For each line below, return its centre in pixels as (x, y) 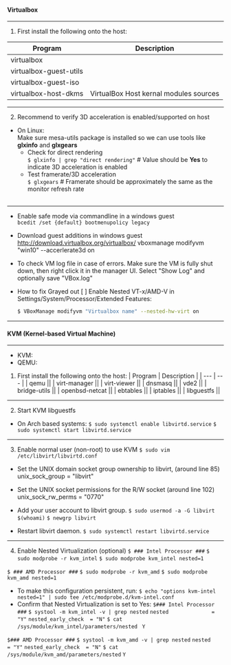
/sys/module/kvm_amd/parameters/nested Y (66, 655)
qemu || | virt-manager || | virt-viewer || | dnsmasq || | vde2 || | (118, 383)
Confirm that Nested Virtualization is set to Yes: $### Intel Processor (116, 604)
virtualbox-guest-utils (47, 71)
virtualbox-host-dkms (47, 94)
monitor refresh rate (56, 189)
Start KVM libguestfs (46, 411)
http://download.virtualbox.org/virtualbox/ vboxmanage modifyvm (111, 243)
